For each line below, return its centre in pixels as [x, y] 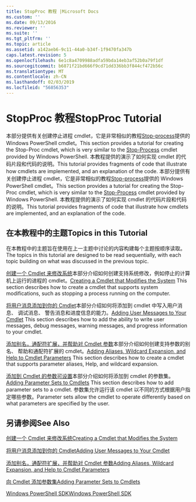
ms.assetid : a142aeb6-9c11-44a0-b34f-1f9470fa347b [69, 50]
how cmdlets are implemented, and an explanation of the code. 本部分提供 [96, 171]
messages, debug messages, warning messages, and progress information [97, 325]
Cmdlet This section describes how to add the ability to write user [85, 319]
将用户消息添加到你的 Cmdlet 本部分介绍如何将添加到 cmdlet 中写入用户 [92, 305]
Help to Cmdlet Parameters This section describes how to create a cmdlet [95, 357]
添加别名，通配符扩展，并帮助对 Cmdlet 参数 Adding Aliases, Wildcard [90, 463]
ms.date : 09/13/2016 [31, 22]
